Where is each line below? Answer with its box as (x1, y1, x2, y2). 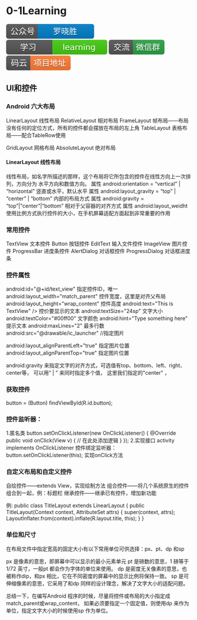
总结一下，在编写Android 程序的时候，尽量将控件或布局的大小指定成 (6, 592, 171, 599)
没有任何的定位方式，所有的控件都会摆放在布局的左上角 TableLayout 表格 (6, 124, 183, 131)
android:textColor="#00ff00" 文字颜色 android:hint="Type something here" (6, 315, 188, 322)
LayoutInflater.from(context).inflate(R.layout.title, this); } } (6, 515, 144, 522)
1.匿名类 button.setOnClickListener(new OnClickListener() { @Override (6, 429, 176, 436)
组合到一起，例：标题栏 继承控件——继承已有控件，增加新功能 (6, 489, 157, 496)
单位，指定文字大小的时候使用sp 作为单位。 (6, 607, 111, 614)
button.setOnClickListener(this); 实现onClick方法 (6, 452, 123, 459)
